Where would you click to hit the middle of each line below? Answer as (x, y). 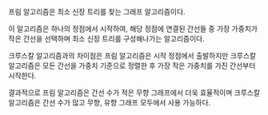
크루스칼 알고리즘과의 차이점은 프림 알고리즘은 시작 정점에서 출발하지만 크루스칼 (132, 56)
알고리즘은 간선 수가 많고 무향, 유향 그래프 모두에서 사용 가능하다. (110, 103)
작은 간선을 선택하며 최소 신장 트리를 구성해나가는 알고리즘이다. (107, 39)
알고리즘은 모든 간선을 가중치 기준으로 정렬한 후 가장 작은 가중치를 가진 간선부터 (132, 65)
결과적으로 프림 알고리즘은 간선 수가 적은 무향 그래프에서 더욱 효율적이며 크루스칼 (134, 93)
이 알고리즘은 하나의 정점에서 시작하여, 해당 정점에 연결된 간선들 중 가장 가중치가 (133, 29)
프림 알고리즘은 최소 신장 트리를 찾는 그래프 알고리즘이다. (97, 12)
